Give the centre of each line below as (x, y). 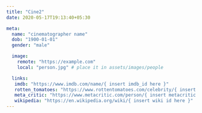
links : (20, 78)
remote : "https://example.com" (57, 62)
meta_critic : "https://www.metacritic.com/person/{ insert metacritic (105, 95)
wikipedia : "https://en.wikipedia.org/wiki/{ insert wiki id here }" (104, 101)
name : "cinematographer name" (50, 34)
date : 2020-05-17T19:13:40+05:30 (48, 18)
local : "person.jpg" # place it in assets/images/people (90, 67)
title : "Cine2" (25, 12)
